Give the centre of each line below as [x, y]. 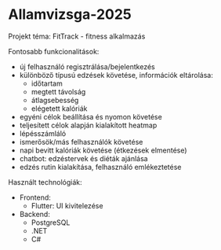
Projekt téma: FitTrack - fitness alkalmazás [77, 36]
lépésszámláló [43, 133]
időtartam [47, 83]
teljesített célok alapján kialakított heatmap [88, 125]
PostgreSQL [51, 222]
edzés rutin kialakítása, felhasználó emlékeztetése [100, 167]
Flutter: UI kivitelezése [67, 205]
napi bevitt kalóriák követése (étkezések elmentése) [103, 150]
